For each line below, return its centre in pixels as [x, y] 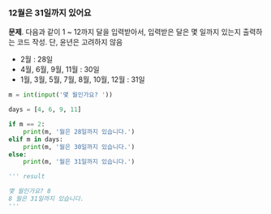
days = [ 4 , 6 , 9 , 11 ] [45, 110]
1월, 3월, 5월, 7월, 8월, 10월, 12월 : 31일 [82, 79]
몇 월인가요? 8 [30, 191]
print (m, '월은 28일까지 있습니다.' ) [79, 131]
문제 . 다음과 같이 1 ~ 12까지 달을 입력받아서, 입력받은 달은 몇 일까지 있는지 [125, 32]
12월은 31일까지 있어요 [50, 12]
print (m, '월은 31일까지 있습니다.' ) [79, 162]
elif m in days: [36, 139]
